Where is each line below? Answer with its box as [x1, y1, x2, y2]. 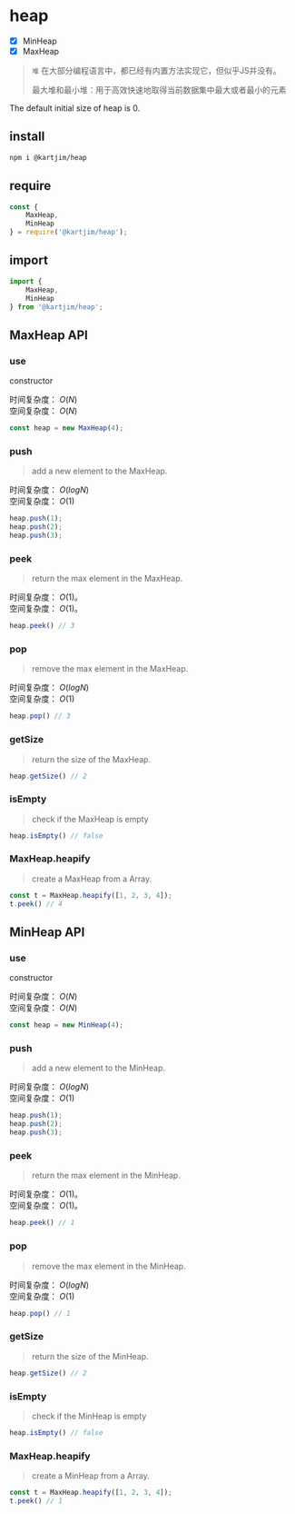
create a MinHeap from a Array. [31, 1470, 150, 1481]
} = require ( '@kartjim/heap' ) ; [9, 228, 128, 237]
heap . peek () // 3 [9, 622, 75, 631]
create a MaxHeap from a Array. [31, 873, 152, 884]
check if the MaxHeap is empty [31, 813, 149, 824]
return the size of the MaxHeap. [31, 753, 152, 764]
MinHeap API [9, 924, 85, 940]
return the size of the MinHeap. [31, 1350, 149, 1361]
